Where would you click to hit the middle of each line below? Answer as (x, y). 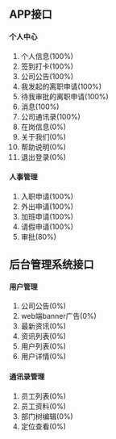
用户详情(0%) (43, 357)
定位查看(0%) (43, 426)
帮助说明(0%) (43, 147)
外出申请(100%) (47, 206)
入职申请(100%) (47, 196)
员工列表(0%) (43, 396)
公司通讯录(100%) (51, 116)
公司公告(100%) (47, 76)
